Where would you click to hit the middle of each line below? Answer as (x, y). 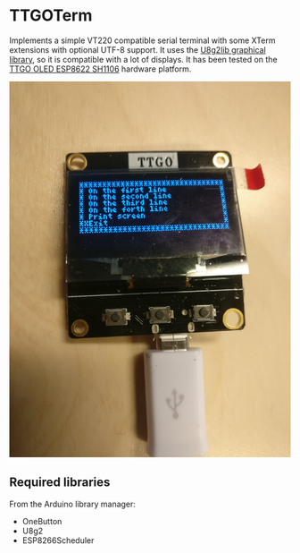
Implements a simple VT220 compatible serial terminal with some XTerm (142, 40)
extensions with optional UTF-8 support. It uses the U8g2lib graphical (137, 49)
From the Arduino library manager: (73, 504)
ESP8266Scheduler (58, 540)
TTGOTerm (51, 16)
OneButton (42, 521)
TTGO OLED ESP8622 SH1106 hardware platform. (100, 69)
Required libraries (60, 483)
